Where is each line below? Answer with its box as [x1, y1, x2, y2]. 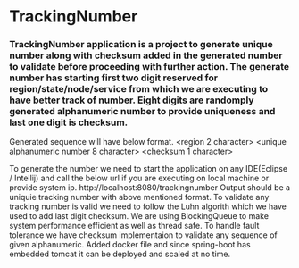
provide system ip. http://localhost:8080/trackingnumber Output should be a [9, 182, 291, 193]
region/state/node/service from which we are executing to [9, 83, 269, 96]
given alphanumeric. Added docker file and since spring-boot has [9, 239, 252, 250]
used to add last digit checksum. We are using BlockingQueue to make [9, 211, 270, 222]
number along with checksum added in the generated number [9, 49, 283, 62]
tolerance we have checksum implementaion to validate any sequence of [9, 230, 278, 240]
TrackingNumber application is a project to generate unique [9, 38, 274, 51]
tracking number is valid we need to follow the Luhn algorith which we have [9, 201, 287, 212]
